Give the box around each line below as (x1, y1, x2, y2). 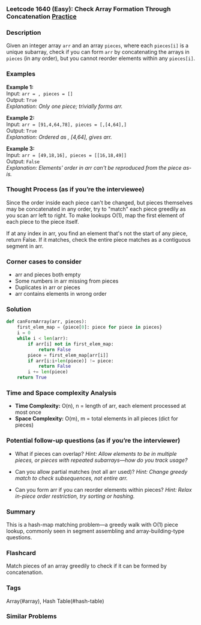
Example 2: (6, 114, 35, 121)
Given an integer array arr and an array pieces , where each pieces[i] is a (6, 42, 189, 49)
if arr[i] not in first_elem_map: (28, 341, 114, 347)
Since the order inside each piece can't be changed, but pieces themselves (6, 199, 193, 206)
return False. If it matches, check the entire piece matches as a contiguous (6, 236, 191, 243)
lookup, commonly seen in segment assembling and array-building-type (6, 527, 185, 534)
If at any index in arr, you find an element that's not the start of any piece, (6, 230, 188, 237)
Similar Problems (6, 612, 57, 621)
